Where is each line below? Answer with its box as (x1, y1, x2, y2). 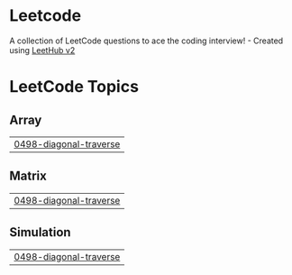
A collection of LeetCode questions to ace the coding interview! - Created (9, 35, 284, 46)
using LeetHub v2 (9, 44, 76, 55)
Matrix (9, 169, 47, 184)
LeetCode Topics (9, 77, 140, 97)
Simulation (9, 225, 71, 240)
